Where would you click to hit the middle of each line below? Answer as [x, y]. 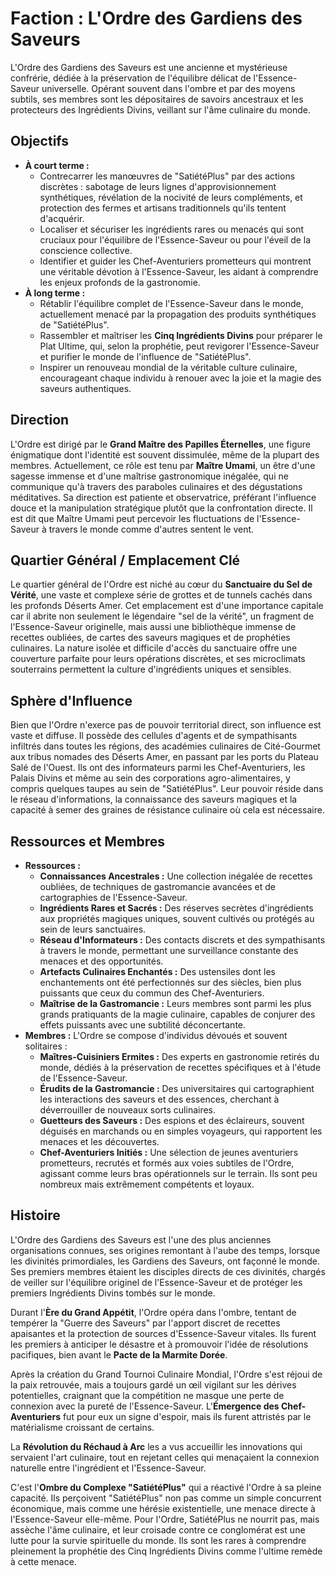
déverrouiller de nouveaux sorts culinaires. [128, 1110]
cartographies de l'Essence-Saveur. [113, 897]
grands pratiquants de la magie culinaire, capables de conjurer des [177, 1014]
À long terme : [55, 293]
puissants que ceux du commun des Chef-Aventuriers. [152, 993]
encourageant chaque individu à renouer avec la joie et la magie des [180, 378]
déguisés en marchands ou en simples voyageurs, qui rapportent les [181, 1131]
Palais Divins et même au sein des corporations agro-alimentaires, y [150, 778]
